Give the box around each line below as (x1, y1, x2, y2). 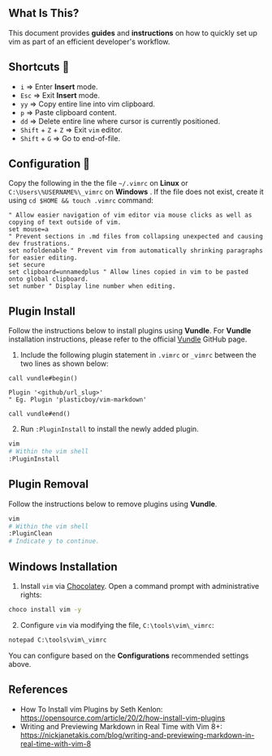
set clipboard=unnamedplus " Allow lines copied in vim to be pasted (8, 268, 249, 277)
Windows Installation (8, 560, 118, 573)
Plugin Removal (8, 478, 89, 492)
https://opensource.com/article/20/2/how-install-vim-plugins (19, 713, 226, 723)
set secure (8, 261, 45, 269)
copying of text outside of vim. (8, 218, 122, 226)
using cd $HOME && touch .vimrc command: (8, 195, 154, 205)
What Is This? (8, 6, 80, 20)
